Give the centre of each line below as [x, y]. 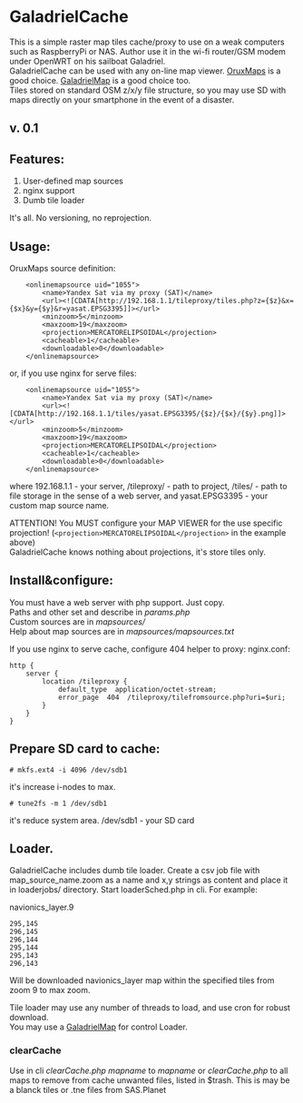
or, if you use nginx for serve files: [73, 373]
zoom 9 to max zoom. [50, 990]
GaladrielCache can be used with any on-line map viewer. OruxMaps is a [145, 71]
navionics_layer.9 [42, 907]
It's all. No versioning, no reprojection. [81, 218]
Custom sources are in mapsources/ [78, 621]
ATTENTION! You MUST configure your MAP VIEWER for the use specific [146, 523]
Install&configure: [61, 581]
